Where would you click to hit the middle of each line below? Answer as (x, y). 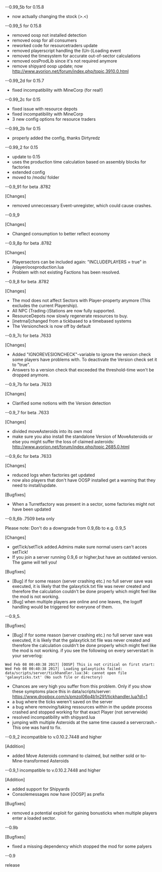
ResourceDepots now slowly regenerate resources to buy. (70, 316)
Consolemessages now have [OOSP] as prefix (58, 794)
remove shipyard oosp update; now (48, 66)
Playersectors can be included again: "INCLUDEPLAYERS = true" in (79, 262)
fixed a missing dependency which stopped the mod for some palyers (82, 846)
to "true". (21, 365)
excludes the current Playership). (45, 306)
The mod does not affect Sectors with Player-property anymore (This (81, 300)
